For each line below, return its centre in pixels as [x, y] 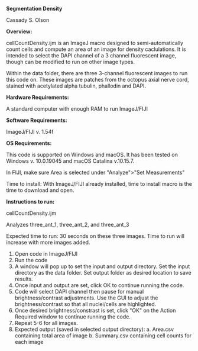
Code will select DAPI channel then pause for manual [79, 292]
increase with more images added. [48, 242]
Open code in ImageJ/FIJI [46, 254]
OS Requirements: [29, 143]
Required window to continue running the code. [73, 317]
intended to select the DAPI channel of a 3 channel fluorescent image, [91, 55]
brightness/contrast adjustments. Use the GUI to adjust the [86, 298]
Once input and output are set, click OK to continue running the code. [99, 285]
